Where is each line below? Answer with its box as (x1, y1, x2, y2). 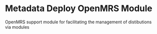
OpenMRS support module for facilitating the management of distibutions (5, 19, 152, 25)
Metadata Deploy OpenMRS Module (5, 3, 153, 14)
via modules (5, 24, 30, 30)
